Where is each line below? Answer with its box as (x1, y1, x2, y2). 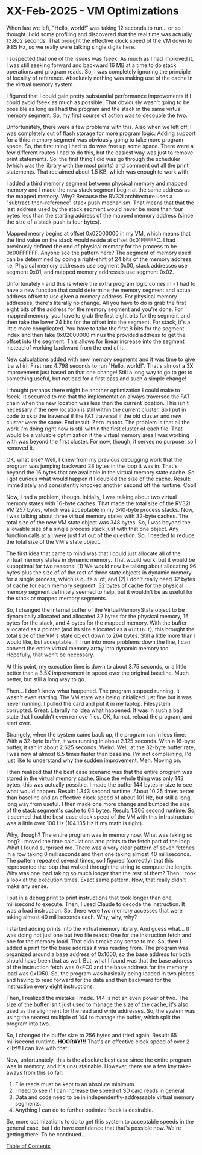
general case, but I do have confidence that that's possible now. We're (6, 1124, 181, 1131)
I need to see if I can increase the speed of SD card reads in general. (14, 1087, 186, 1094)
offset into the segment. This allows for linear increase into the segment (6, 338, 185, 345)
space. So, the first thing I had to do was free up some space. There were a (6, 142, 194, 149)
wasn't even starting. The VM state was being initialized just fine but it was (6, 693, 192, 700)
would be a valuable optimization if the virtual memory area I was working (6, 431, 190, 438)
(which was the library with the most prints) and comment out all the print (6, 162, 189, 169)
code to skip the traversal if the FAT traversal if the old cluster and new (6, 412, 182, 420)
